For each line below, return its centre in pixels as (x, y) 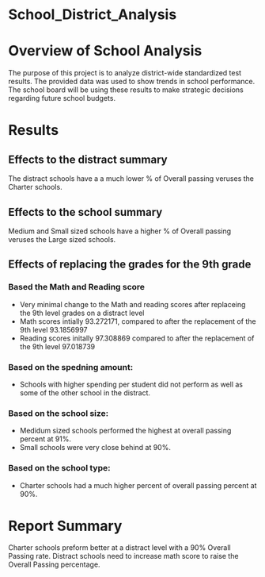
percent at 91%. (45, 439)
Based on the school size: (59, 413)
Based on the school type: (59, 468)
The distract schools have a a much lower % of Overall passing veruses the (131, 179)
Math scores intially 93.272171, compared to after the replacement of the (138, 321)
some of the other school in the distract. (85, 392)
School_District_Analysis (93, 15)
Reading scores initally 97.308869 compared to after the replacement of (137, 338)
